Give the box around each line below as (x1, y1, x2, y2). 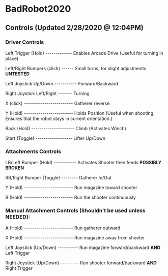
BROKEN (5, 165, 24, 171)
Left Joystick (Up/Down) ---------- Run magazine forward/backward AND (5, 244, 161, 251)
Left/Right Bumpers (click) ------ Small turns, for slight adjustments (5, 65, 147, 71)
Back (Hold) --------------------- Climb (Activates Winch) (5, 125, 126, 131)
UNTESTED (5, 71, 30, 77)
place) (5, 55, 19, 62)
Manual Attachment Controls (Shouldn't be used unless (5, 207, 146, 214)
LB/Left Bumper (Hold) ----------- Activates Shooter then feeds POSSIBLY (5, 160, 162, 166)
